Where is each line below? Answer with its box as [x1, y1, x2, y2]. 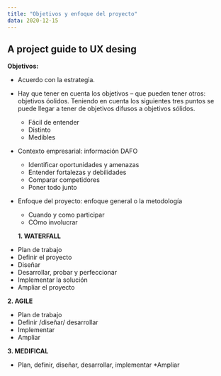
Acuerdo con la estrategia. [17, 76, 96, 84]
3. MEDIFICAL [7, 347, 49, 355]
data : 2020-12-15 [7, 17, 59, 24]
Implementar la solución [17, 275, 89, 284]
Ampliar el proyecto [17, 283, 75, 292]
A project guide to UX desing [7, 43, 137, 55]
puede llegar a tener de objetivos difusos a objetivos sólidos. [17, 104, 195, 113]
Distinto [28, 125, 51, 135]
